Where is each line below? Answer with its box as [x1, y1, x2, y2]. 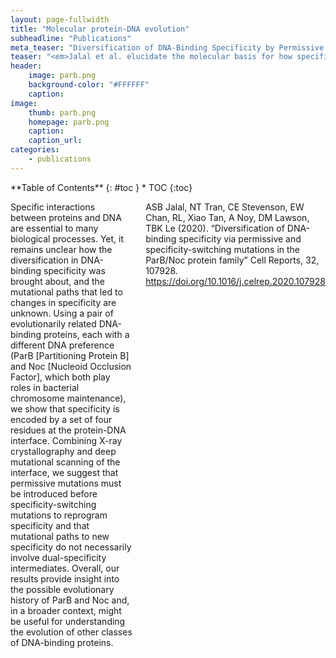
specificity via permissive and [178, 232, 302, 245]
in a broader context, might [10, 604, 122, 616]
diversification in [10, 254, 79, 266]
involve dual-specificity [10, 551, 107, 563]
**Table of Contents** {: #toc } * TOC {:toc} [10, 181, 193, 193]
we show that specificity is [10, 402, 120, 415]
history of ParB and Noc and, [10, 594, 130, 606]
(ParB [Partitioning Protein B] [10, 349, 130, 361]
